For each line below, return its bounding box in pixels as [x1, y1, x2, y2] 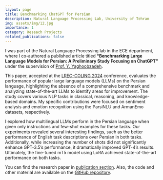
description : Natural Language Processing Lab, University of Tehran [5, 16, 150, 21]
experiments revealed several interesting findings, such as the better [5, 129, 143, 135]
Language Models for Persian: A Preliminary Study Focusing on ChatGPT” [5, 58, 159, 64]
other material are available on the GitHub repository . [5, 169, 112, 175]
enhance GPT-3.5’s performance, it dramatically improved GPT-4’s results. [5, 144, 155, 150]
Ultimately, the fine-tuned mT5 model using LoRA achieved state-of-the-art [5, 149, 157, 155]
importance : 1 [5, 25, 34, 30]
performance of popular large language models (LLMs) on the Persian [5, 78, 145, 83]
